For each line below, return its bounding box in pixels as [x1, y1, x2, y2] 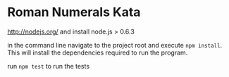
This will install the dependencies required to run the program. [7, 48, 188, 57]
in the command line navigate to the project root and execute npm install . [7, 41, 223, 49]
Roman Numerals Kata [7, 4, 141, 20]
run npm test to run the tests [7, 62, 90, 70]
